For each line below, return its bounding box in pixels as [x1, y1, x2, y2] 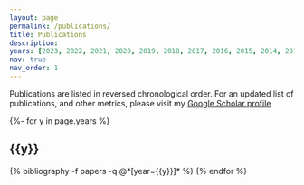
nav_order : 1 [9, 64, 59, 73]
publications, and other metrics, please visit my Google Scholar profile [9, 97, 271, 108]
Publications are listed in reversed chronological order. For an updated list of [9, 88, 294, 99]
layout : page [9, 13, 59, 23]
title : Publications [9, 30, 88, 39]
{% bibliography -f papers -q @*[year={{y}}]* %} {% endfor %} [9, 165, 248, 176]
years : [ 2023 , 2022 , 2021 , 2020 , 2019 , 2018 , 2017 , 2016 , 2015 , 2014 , [9, 47, 281, 56]
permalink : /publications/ [9, 22, 111, 31]
